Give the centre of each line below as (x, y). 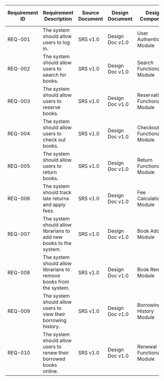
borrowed (54, 359)
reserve (51, 107)
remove (51, 275)
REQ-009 (19, 311)
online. (51, 371)
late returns (56, 199)
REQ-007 (19, 234)
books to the (57, 243)
